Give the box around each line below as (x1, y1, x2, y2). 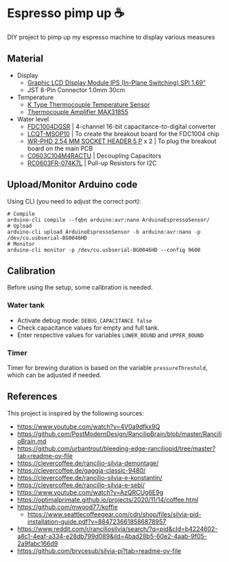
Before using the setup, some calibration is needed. (7, 283, 153, 292)
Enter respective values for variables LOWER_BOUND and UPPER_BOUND (16, 331, 204, 339)
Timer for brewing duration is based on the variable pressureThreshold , (7, 363, 208, 371)
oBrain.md (16, 437, 47, 445)
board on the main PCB (27, 144, 93, 152)
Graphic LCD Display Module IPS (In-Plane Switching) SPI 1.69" (27, 78, 206, 87)
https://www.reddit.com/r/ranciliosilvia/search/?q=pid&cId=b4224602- (16, 524, 218, 533)
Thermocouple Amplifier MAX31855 (27, 107, 129, 116)
